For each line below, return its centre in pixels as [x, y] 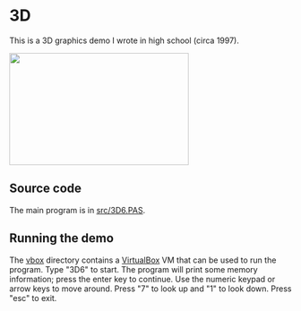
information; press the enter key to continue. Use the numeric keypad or [142, 279]
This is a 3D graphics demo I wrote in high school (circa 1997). [124, 40]
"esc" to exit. [33, 298]
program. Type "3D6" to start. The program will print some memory [133, 269]
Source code [46, 189]
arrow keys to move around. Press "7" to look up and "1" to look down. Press [150, 289]
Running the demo [62, 238]
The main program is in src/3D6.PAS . [77, 210]
